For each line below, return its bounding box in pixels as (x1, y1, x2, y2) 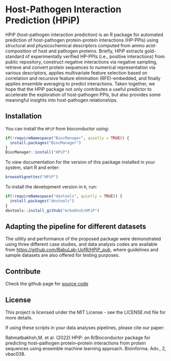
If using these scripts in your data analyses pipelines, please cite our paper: (5, 325, 165, 331)
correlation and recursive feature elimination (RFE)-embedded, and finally (5, 75, 161, 81)
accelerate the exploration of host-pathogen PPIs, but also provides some (5, 91, 161, 98)
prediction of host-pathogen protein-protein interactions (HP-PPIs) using (5, 37, 159, 43)
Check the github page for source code (5, 281, 89, 287)
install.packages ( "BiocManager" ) (10, 140, 81, 145)
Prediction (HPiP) (5, 14, 80, 26)
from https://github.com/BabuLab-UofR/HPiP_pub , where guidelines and (5, 246, 159, 253)
